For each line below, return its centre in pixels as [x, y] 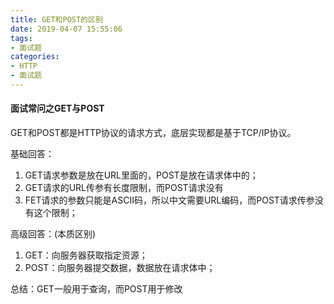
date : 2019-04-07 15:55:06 [66, 29]
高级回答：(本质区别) [53, 234]
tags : [21, 38]
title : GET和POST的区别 [56, 19]
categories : [35, 57]
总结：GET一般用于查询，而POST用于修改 [96, 289]
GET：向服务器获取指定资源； [86, 255]
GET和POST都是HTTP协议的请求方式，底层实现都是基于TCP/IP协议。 [153, 133]
